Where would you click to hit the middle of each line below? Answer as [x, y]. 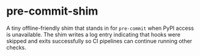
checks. [16, 47]
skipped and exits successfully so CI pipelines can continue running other [99, 41]
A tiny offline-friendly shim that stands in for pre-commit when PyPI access [100, 28]
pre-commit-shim [52, 11]
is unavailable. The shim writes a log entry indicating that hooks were [93, 34]
